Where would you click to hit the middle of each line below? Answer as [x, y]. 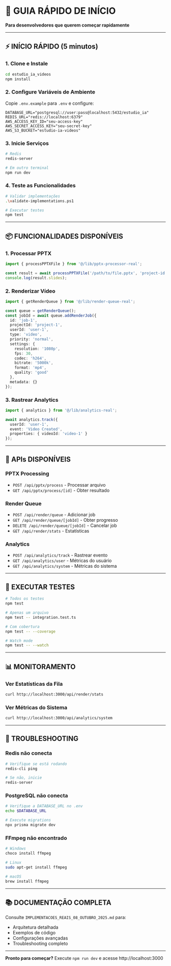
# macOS [13, 876]
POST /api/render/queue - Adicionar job [54, 515]
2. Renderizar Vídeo [30, 291]
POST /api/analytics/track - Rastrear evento [60, 555]
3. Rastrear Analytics [32, 400]
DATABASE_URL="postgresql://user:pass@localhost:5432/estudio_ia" [77, 112]
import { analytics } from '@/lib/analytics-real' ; [61, 410]
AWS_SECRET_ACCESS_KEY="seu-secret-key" [49, 126]
